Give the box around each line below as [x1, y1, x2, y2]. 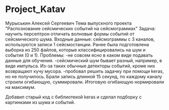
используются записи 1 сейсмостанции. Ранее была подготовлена [5, 41, 149, 47]
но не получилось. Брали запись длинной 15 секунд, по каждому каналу [5, 73, 162, 79]
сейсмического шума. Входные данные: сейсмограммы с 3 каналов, [5, 36, 155, 42]
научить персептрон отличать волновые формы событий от [5, 31, 135, 37]
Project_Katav [5, 4, 66, 15]
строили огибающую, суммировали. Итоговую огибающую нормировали [5, 79, 164, 85]
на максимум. [5, 84, 36, 90]
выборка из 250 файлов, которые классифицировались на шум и [5, 47, 146, 53]
